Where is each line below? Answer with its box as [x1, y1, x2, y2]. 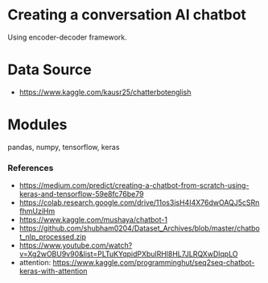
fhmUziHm [19, 206, 56, 216]
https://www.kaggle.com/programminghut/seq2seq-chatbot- [52, 258, 255, 268]
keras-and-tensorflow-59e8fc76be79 [19, 189, 144, 199]
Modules [7, 115, 68, 134]
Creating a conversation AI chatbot [7, 6, 247, 24]
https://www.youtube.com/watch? [19, 240, 133, 251]
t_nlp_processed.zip [19, 232, 86, 242]
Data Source [7, 60, 92, 79]
